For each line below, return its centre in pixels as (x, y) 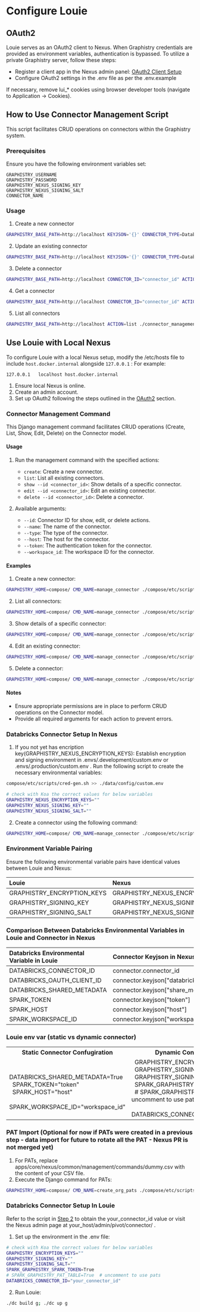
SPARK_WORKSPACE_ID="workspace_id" (68, 1107)
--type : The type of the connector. (66, 533)
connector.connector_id (146, 971)
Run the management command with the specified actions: (87, 460)
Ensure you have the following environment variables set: (76, 164)
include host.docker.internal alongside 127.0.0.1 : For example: (86, 363)
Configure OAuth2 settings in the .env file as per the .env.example (96, 78)
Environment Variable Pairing (49, 848)
